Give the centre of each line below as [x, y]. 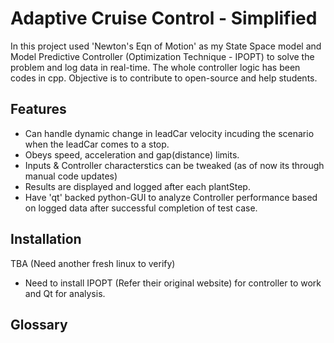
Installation [46, 239]
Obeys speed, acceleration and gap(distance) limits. [132, 154]
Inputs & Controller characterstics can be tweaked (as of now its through [174, 165]
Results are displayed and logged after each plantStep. [137, 186]
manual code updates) [71, 176]
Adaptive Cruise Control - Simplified [164, 18]
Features [38, 109]
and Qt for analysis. [65, 293]
